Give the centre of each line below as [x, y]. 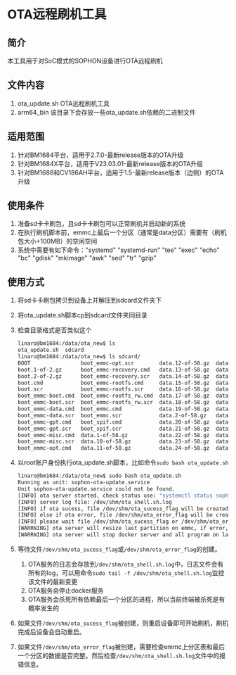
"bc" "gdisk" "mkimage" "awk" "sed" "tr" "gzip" [87, 258]
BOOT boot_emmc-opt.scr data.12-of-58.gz [113, 363]
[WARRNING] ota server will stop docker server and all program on [118, 535]
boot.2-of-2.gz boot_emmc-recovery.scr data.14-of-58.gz [113, 376]
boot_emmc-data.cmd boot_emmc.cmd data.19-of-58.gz [113, 409]
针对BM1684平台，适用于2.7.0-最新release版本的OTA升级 [100, 155]
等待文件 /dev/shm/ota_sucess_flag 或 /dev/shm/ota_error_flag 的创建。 [119, 549]
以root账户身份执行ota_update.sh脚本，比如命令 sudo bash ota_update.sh [123, 462]
